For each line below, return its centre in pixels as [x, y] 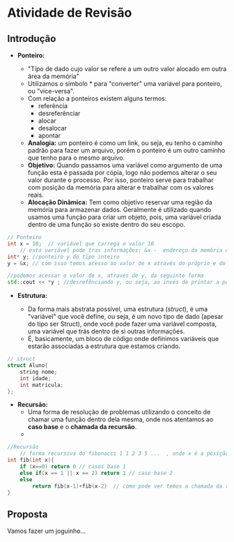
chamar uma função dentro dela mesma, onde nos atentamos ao [120, 419]
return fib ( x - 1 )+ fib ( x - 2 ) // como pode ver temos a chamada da [127, 486]
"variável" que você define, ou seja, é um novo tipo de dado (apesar [125, 317]
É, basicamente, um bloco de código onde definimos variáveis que [123, 339]
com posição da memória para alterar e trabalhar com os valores [120, 187]
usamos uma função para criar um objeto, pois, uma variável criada [124, 217]
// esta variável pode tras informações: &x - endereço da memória [121, 250]
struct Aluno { [28, 366]
